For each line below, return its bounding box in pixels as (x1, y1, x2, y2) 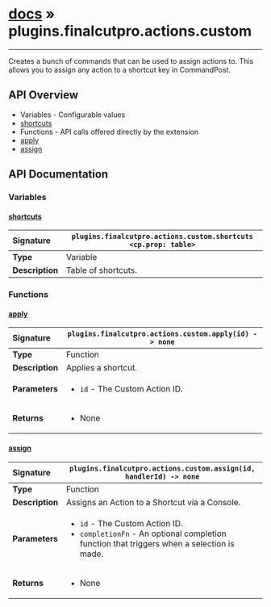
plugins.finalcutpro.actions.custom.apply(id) (67, 329, 250, 339)
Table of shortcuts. (65, 265, 137, 276)
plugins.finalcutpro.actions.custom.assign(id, (69, 463, 256, 473)
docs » (8, 5, 56, 23)
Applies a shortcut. (65, 362, 138, 374)
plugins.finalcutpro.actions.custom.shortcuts (71, 232, 254, 241)
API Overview (8, 88, 79, 102)
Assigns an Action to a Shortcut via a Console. (65, 496, 241, 508)
